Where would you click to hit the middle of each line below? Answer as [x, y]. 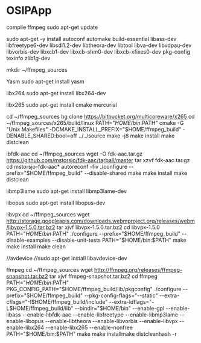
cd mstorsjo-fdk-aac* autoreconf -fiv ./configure [67, 166]
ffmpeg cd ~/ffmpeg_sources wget [50, 269]
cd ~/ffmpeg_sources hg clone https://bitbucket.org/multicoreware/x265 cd [101, 116]
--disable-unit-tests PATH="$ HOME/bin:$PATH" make [119, 240]
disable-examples [28, 240]
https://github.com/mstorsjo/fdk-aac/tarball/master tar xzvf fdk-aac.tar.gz [98, 160]
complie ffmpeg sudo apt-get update [52, 27]
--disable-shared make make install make [136, 173]
